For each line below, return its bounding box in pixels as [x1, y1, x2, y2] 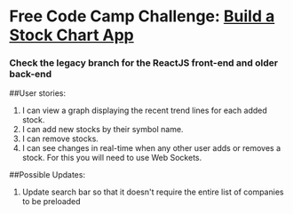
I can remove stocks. [21, 133, 99, 144]
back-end [9, 68, 52, 81]
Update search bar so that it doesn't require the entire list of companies [21, 186, 284, 197]
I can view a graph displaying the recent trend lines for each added [21, 105, 268, 116]
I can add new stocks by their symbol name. [21, 124, 184, 135]
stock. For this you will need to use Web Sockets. [21, 153, 202, 163]
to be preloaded [21, 196, 82, 207]
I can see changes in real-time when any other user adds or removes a [21, 143, 281, 154]
